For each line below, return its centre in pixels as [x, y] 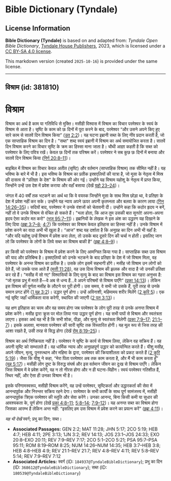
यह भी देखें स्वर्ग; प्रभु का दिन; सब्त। [34, 419]
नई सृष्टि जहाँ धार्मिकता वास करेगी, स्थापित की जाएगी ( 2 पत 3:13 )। [60, 298]
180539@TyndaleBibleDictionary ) [47, 473]
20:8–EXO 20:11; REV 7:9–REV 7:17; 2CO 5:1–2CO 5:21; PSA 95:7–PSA [85, 440]
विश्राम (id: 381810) [32, 87]
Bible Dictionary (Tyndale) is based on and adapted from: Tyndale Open [81, 40]
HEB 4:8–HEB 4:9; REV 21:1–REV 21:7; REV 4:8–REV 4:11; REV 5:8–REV [86, 451]
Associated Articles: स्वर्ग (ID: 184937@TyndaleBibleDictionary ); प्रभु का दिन [88, 462]
